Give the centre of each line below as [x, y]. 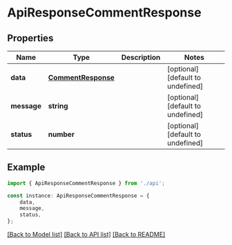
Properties [30, 38]
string [58, 106]
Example [26, 168]
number [61, 134]
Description [141, 57]
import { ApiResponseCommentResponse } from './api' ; [86, 183]
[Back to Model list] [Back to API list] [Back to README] [86, 235]
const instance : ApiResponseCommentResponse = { [78, 195]
